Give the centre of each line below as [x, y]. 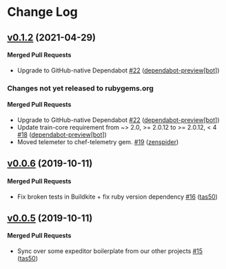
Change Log [42, 12]
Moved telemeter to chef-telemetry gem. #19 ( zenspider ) [98, 141]
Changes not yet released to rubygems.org [80, 88]
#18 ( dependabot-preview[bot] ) [62, 134]
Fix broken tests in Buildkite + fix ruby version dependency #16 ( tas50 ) [117, 197]
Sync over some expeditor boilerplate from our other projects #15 [110, 251]
